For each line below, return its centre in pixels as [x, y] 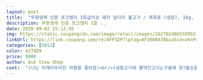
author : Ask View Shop [35, 62]
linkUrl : [17, 40]
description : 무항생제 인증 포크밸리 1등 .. [56, 23]
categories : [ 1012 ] [31, 46]
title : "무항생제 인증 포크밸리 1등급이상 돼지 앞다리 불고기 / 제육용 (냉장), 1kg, [100, 17]
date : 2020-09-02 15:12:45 [40, 29]
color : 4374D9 [24, 51]
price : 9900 [21, 57]
